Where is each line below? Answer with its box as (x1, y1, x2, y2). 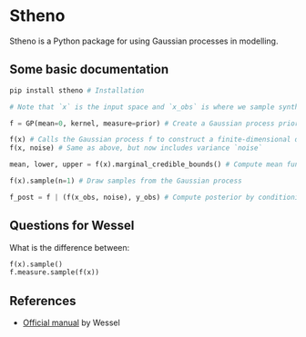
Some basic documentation (9, 62, 169, 77)
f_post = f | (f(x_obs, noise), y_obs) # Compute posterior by (9, 193, 255, 202)
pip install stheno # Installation (9, 85, 145, 95)
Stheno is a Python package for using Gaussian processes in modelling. (9, 35, 279, 46)
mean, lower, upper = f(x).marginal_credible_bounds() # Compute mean (9, 160, 283, 169)
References (9, 292, 76, 309)
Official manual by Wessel (22, 317, 120, 328)
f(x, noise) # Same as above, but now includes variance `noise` (9, 144, 262, 153)
